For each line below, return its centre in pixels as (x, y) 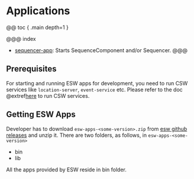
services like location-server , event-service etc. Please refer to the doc (95, 89)
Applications (38, 11)
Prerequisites (31, 69)
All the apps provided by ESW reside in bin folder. (67, 170)
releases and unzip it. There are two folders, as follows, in (77, 135)
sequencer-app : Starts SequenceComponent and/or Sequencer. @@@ (101, 50)
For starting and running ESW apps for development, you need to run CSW (97, 83)
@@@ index (21, 39)
